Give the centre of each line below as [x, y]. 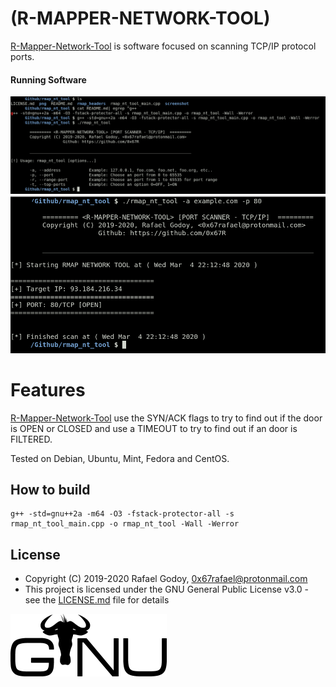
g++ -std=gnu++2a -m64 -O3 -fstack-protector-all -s [122, 514]
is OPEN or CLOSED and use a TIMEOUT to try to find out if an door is [154, 428]
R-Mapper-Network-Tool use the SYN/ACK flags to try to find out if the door [166, 418]
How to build [50, 490]
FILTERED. [31, 439]
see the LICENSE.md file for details [97, 600]
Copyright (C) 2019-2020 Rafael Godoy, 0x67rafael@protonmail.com [166, 579]
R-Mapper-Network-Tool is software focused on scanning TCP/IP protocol [163, 46]
